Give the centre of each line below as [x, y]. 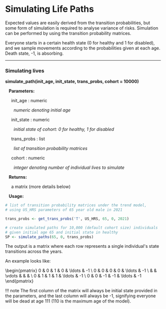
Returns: [18, 177]
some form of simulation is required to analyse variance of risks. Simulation [82, 28]
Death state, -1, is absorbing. [34, 53]
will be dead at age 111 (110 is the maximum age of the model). [68, 301]
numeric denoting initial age [42, 110]
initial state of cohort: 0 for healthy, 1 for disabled [64, 129]
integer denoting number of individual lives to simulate [69, 168]
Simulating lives [25, 71]
